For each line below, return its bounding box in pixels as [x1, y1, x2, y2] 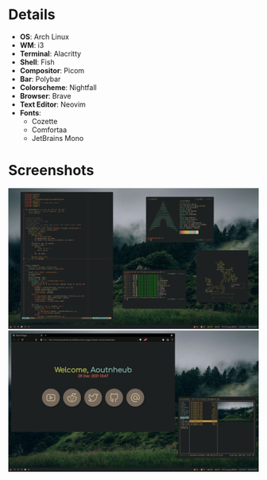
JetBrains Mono [31, 133, 84, 142]
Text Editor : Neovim [19, 100, 86, 109]
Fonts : [19, 107, 41, 117]
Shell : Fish [19, 57, 55, 67]
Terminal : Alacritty [19, 49, 82, 58]
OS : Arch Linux [19, 32, 70, 41]
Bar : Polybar [19, 74, 61, 84]
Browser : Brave [19, 91, 72, 100]
